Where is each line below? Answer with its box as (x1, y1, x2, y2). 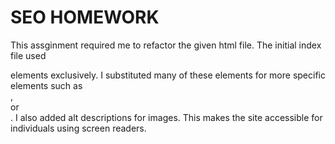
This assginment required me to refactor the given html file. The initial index (10, 39, 322, 51)
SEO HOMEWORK (10, 6, 160, 29)
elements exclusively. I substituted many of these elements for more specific (10, 69, 326, 81)
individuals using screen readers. (10, 122, 147, 134)
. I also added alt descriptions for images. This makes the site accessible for (10, 111, 323, 123)
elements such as (10, 79, 83, 91)
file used (10, 49, 47, 61)
